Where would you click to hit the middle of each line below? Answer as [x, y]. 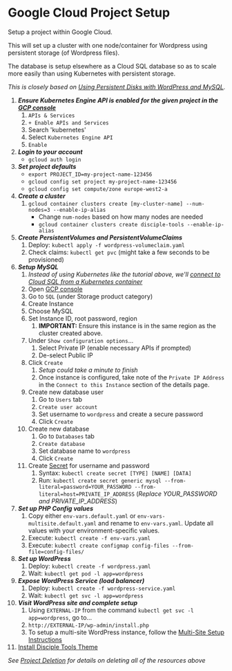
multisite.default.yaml [62, 524]
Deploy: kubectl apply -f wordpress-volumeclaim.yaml [106, 244]
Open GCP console [55, 289]
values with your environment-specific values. [94, 530]
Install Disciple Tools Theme [58, 647]
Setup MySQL [38, 267]
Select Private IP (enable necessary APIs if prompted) [115, 348]
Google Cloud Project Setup [89, 13]
